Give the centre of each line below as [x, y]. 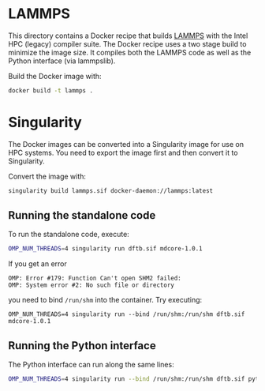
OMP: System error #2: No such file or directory [91, 285]
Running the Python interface [82, 346]
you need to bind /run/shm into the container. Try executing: [105, 300]
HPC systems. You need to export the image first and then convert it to [123, 152]
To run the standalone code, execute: [69, 235]
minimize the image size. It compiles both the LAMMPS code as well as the [130, 52]
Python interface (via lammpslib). [62, 61]
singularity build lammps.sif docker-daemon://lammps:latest [111, 190]
